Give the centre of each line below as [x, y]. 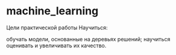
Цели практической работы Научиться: [57, 27]
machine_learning [52, 11]
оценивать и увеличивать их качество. [56, 45]
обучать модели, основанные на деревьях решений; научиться [88, 39]
